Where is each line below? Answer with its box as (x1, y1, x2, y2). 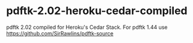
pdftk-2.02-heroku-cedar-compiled (6, 4, 188, 18)
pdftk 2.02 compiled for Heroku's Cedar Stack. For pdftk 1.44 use (6, 24, 168, 31)
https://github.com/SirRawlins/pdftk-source (6, 29, 114, 37)
